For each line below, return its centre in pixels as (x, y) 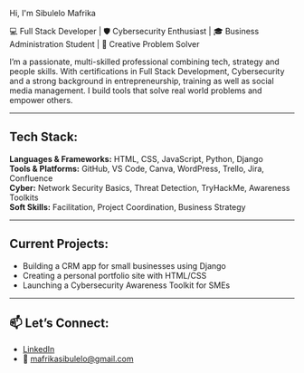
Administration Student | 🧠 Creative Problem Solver (104, 44)
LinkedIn (38, 349)
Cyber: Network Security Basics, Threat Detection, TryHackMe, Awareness (150, 187)
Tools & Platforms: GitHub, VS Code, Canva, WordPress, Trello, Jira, (137, 168)
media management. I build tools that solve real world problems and (136, 91)
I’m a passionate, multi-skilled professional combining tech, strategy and (145, 62)
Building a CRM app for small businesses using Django (124, 265)
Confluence (31, 178)
